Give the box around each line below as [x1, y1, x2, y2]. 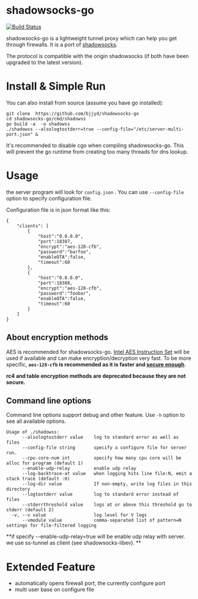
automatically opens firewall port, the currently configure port [14, 579, 166, 587]
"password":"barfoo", [37, 248, 92, 255]
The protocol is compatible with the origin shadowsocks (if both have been [6, 52, 189, 59]
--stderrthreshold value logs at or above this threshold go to [21, 502, 193, 508]
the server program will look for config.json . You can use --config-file [6, 188, 184, 196]
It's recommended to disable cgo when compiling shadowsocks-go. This [6, 142, 184, 149]
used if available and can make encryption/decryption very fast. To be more [6, 354, 191, 362]
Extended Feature [6, 560, 96, 573]
